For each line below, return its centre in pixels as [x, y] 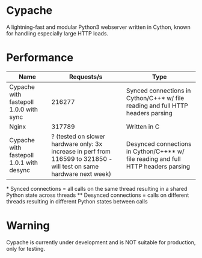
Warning [28, 226]
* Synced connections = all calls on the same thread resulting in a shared [97, 188]
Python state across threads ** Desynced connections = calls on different [98, 195]
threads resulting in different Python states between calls [77, 201]
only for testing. [26, 248]
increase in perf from [81, 151]
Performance [40, 58]
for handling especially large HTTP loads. [57, 33]
